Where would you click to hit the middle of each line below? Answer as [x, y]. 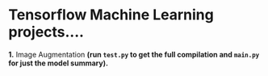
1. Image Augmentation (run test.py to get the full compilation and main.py [134, 54]
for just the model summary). [59, 63]
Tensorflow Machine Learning [111, 15]
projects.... [46, 32]
